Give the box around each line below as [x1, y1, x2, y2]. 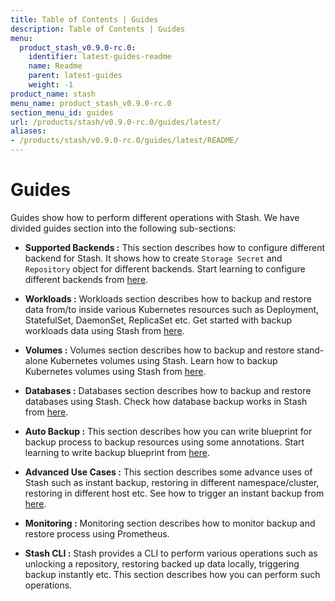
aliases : [10, 126, 47, 136]
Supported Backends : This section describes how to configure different [24, 241, 326, 253]
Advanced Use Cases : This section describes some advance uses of [24, 466, 313, 478]
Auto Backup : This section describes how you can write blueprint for [24, 425, 313, 437]
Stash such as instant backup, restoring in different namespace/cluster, [24, 476, 320, 488]
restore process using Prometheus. [24, 527, 170, 540]
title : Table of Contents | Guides [10, 14, 159, 25]
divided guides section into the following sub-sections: [10, 222, 237, 234]
